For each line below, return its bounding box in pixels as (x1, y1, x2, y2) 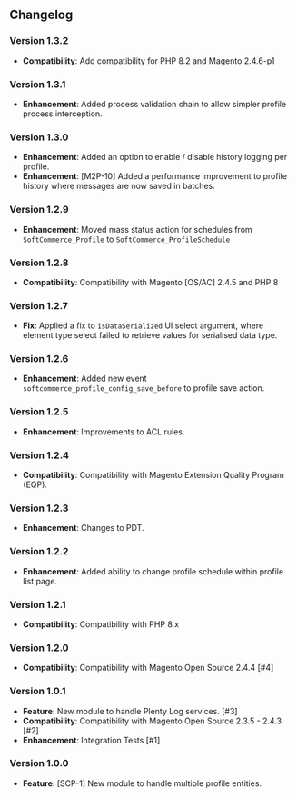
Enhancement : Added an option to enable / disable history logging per (22, 152, 288, 163)
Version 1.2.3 (9, 502, 69, 514)
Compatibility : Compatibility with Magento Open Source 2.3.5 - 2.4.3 (22, 715, 282, 726)
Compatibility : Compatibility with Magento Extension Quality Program (22, 470, 284, 481)
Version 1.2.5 (9, 405, 69, 418)
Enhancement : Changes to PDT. (22, 523, 144, 534)
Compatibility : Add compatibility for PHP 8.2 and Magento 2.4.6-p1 (22, 55, 275, 66)
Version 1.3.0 (9, 131, 69, 144)
